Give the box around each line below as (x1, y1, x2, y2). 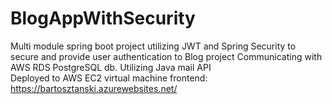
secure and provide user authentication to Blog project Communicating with (10, 50, 323, 62)
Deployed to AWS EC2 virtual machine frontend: (10, 72, 208, 84)
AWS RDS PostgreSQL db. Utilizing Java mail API (10, 61, 212, 73)
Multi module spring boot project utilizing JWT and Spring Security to (10, 40, 297, 52)
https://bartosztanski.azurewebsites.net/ (10, 82, 178, 94)
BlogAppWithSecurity (10, 7, 196, 30)
